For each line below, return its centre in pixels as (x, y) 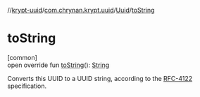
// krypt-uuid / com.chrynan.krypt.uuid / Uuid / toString (81, 10)
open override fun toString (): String (58, 65)
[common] (22, 57)
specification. (27, 86)
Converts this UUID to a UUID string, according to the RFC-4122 (100, 78)
